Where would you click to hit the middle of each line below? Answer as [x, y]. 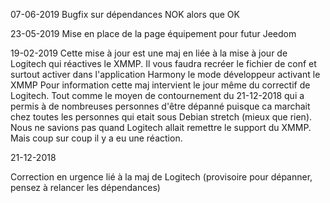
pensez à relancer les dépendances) [85, 187]
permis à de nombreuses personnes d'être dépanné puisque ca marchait [160, 106]
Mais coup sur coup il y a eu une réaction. [96, 138]
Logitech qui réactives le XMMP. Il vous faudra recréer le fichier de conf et [163, 63]
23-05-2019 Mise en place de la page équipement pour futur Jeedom [153, 33]
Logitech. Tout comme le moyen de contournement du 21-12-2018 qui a [157, 95]
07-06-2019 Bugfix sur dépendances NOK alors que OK [125, 14]
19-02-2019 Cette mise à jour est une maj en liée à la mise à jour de [149, 53]
